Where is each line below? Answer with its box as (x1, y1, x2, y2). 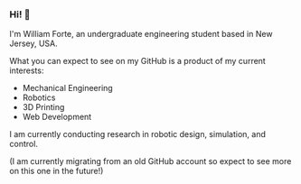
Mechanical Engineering (22, 83, 113, 94)
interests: (9, 65, 44, 76)
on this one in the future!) (9, 166, 104, 177)
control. (9, 139, 39, 150)
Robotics (22, 92, 56, 103)
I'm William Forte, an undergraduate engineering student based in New (9, 29, 273, 40)
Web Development (22, 112, 92, 123)
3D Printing (22, 102, 65, 113)
